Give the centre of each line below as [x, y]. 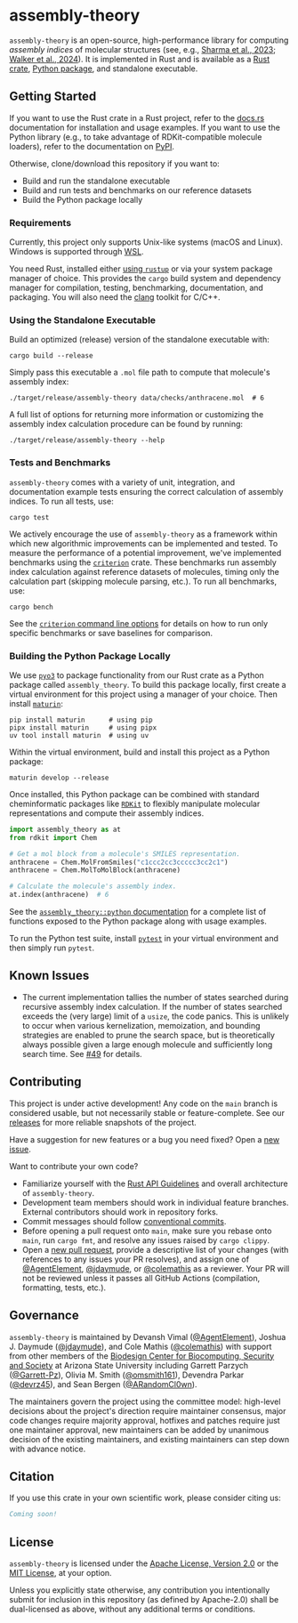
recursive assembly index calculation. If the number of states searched [152, 1006]
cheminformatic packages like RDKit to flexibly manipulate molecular [135, 803]
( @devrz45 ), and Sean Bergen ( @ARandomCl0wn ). [103, 1384]
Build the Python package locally [82, 199]
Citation [32, 1477]
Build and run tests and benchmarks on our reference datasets [137, 190]
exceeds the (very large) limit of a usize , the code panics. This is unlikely [155, 1016]
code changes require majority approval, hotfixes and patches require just [145, 1420]
